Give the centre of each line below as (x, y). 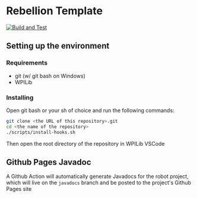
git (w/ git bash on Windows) (50, 76)
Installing (20, 97)
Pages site (19, 189)
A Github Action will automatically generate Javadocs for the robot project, (97, 177)
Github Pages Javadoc (49, 162)
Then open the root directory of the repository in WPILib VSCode (85, 143)
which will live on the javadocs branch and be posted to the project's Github (99, 183)
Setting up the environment (58, 46)
